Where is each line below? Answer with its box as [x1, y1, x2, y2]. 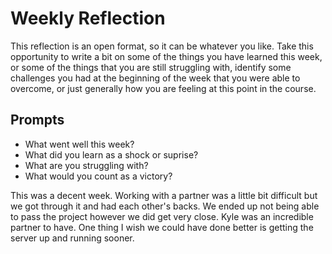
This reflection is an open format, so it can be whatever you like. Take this [10, 40, 314, 52]
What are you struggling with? [24, 159, 149, 171]
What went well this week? [24, 138, 135, 150]
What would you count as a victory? [24, 170, 173, 182]
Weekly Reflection [10, 7, 166, 30]
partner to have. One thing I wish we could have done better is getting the [10, 221, 314, 233]
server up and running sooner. [10, 232, 135, 244]
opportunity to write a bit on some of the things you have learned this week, [10, 50, 323, 62]
